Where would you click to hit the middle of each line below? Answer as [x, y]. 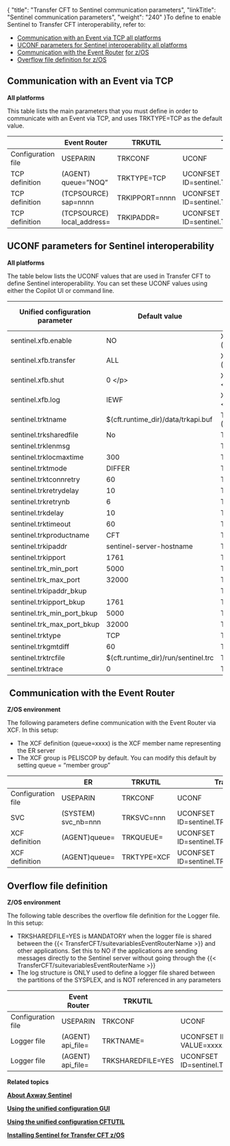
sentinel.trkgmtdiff [40, 646]
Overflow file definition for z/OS [62, 60]
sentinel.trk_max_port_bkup [55, 624]
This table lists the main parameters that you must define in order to [103, 111]
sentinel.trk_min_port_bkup [54, 613]
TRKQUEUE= [142, 837]
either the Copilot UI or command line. [61, 290]
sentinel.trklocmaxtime [47, 457]
